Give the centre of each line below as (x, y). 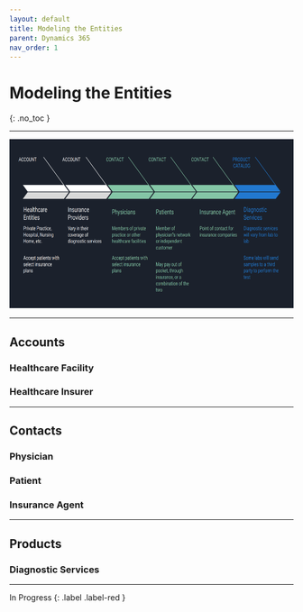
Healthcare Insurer (51, 392)
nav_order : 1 (34, 48)
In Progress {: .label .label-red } (68, 598)
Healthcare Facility (52, 368)
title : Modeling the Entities (66, 28)
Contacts (36, 431)
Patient (26, 480)
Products (36, 544)
